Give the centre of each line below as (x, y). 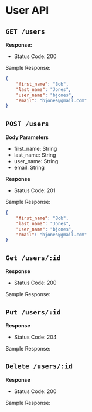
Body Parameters (27, 137)
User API (27, 10)
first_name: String (35, 149)
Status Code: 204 (35, 337)
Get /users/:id (33, 258)
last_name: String (35, 155)
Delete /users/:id (39, 366)
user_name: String (36, 161)
